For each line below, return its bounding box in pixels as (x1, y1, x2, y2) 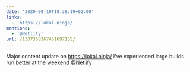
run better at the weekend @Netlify (6, 59, 92, 66)
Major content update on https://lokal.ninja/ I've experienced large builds (6, 53, 184, 60)
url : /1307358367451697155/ (6, 36, 76, 42)
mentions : (6, 25, 31, 32)
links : (6, 14, 23, 20)
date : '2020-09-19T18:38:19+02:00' (6, 8, 94, 15)
